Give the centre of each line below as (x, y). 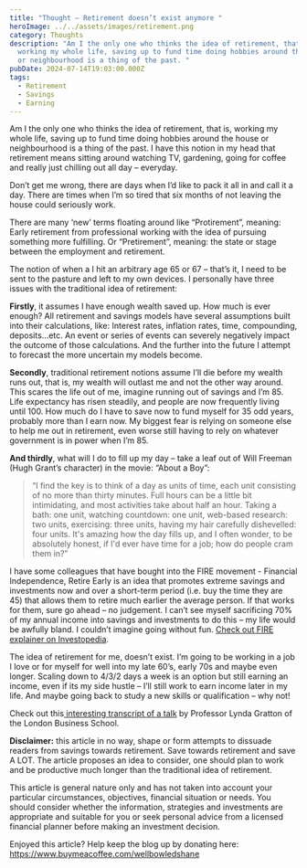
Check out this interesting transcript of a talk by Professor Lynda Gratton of (151, 714)
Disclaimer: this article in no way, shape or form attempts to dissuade (141, 741)
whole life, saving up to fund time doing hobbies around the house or (139, 139)
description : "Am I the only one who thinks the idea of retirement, (145, 43)
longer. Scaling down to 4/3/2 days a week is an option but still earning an (149, 676)
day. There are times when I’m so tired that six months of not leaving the (145, 195)
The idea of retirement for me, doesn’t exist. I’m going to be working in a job (152, 657)
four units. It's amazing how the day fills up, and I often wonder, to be (162, 535)
